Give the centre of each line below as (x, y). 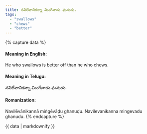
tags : (11, 14)
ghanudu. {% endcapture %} (35, 116)
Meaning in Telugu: (26, 76)
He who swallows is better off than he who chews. (57, 65)
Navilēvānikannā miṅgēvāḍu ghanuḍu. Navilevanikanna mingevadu (74, 111)
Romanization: (21, 100)
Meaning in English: (26, 54)
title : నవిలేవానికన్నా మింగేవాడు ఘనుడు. (41, 10)
